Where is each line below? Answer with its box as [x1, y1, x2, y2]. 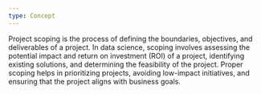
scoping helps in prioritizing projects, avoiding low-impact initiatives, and [8, 67, 251, 77]
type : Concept [8, 11, 56, 20]
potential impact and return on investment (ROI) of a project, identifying [8, 51, 245, 60]
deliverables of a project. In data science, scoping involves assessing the [8, 42, 251, 52]
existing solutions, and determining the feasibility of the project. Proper [8, 59, 243, 69]
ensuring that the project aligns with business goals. [8, 76, 181, 86]
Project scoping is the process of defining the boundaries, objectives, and [8, 34, 253, 43]
